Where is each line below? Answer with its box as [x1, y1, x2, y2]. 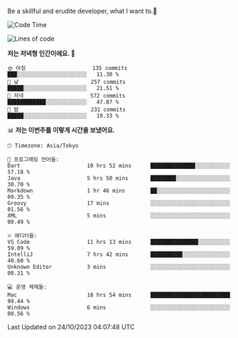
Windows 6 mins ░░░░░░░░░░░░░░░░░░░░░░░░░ [7, 304, 231, 311]
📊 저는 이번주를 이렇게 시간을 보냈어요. [7, 126, 116, 134]
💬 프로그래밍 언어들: [7, 156, 60, 163]
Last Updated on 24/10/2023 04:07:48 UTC [7, 323, 135, 331]
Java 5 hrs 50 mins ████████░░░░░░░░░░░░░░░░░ [7, 175, 231, 182]
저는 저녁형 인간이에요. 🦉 [7, 49, 76, 57]
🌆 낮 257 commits [7, 78, 126, 86]
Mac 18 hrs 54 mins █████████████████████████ [7, 292, 231, 299]
